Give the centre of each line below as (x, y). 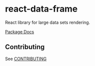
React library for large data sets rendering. (47, 22)
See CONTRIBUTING (26, 59)
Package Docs (19, 32)
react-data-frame (41, 9)
